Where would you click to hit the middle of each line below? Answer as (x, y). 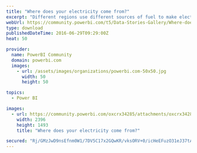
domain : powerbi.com (36, 60)
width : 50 (33, 77)
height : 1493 (33, 125)
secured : (17, 141)
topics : (16, 93)
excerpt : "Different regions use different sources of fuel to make (91, 17)
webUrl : (16, 22)
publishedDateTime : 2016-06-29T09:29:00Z (57, 33)
